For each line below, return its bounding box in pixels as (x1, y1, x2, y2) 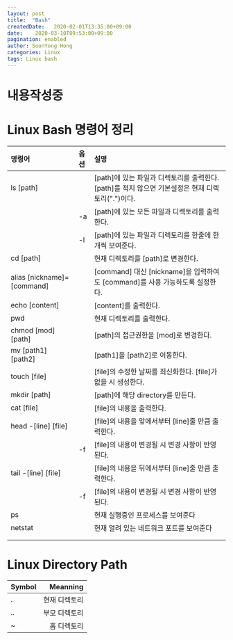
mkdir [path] (10, 390, 51, 399)
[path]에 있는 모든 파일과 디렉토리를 (94, 207, 205, 216)
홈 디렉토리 (49, 621, 84, 630)
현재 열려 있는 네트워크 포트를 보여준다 (94, 523, 213, 533)
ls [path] (10, 182, 38, 192)
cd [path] (10, 253, 42, 263)
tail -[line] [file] (10, 467, 61, 477)
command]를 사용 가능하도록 (105, 277, 196, 287)
